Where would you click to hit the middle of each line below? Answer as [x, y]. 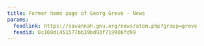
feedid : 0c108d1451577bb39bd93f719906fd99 [75, 32]
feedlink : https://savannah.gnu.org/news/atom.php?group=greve [105, 26]
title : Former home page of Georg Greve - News [76, 13]
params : [18, 20]
